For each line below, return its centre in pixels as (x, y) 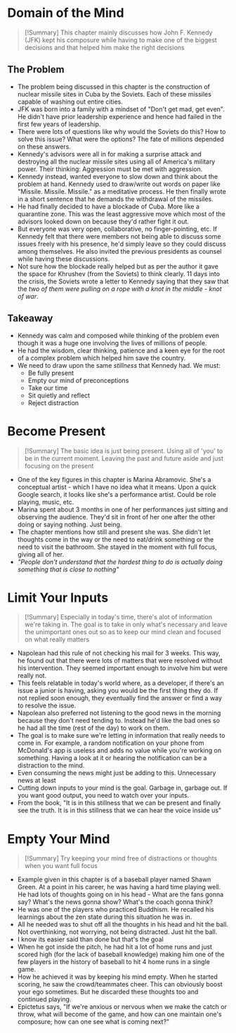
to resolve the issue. (47, 705)
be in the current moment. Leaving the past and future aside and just (124, 458)
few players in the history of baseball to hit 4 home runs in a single (114, 962)
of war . (28, 296)
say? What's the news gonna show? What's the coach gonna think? (115, 902)
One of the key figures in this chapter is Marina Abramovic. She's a (114, 479)
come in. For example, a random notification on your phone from (111, 743)
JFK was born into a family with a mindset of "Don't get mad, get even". (121, 109)
